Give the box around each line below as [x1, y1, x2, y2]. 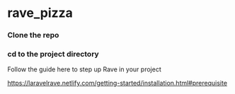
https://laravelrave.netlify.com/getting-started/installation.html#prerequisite [7, 79, 228, 88]
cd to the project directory [7, 49, 99, 59]
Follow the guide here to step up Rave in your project [7, 65, 161, 74]
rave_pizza [7, 5, 73, 21]
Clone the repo [7, 30, 59, 40]
